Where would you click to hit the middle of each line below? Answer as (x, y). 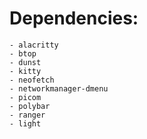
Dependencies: (74, 18)
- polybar (30, 106)
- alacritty (34, 45)
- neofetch (32, 80)
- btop (23, 53)
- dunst (25, 62)
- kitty (25, 71)
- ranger (27, 115)
